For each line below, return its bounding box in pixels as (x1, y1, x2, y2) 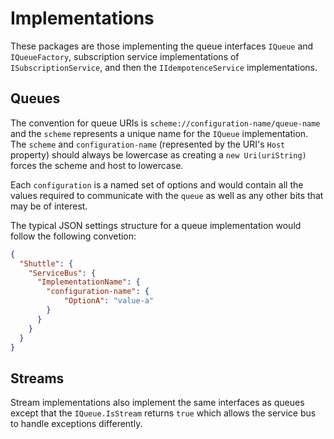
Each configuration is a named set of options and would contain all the (10, 178, 304, 191)
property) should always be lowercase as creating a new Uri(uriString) (10, 148, 307, 161)
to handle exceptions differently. (10, 418, 143, 430)
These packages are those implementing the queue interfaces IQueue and (10, 40, 314, 52)
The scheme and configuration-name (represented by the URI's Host (10, 138, 286, 150)
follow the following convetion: (10, 230, 137, 242)
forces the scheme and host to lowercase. (10, 159, 184, 171)
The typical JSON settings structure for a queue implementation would (10, 219, 302, 231)
